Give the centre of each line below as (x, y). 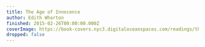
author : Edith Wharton (35, 18)
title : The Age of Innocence (43, 12)
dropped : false (26, 35)
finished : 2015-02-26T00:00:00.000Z (53, 23)
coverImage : (21, 29)
